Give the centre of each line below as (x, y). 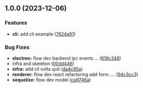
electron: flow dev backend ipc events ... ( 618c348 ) (67, 58)
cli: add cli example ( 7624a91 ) (44, 34)
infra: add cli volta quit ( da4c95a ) (47, 69)
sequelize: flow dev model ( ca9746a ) (51, 80)
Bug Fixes (17, 47)
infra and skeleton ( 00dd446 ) (43, 64)
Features (16, 23)
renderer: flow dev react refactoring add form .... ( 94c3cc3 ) (75, 74)
